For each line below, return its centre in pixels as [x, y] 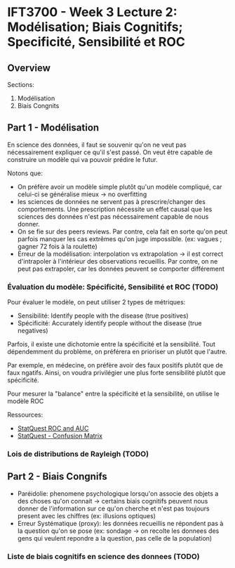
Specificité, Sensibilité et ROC [96, 42]
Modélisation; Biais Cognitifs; [95, 27]
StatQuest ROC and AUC [53, 428]
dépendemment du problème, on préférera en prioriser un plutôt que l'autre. [117, 352]
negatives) [33, 331]
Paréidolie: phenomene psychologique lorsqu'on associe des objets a [118, 493]
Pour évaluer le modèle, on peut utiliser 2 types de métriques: [96, 302]
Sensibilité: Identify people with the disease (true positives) [103, 316]
